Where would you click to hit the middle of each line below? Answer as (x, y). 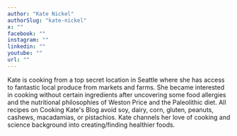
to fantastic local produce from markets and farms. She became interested (116, 87)
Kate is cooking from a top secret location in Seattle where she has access (116, 80)
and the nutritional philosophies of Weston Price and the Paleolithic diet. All (117, 102)
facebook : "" (27, 33)
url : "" (19, 60)
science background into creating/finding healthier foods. (91, 125)
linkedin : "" (27, 47)
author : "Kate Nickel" (41, 14)
